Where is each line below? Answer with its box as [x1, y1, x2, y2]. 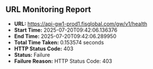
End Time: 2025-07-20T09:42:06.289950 [14, 32, 117, 40]
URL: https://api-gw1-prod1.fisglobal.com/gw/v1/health [14, 20, 148, 27]
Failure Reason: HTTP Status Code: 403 [14, 57, 112, 64]
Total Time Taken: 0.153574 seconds [14, 39, 104, 46]
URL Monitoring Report [5, 5, 92, 15]
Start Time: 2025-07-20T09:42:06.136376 [14, 26, 118, 33]
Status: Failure [14, 51, 51, 58]
